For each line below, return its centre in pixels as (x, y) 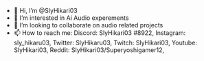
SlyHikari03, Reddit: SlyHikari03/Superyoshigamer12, (89, 50)
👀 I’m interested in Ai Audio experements (71, 18)
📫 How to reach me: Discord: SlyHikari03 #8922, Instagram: (100, 33)
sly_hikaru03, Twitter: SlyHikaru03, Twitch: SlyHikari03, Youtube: (105, 42)
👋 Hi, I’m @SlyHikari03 (45, 11)
